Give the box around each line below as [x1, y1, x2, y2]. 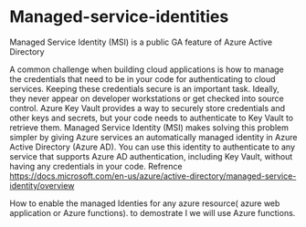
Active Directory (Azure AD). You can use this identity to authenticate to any [9, 141, 295, 152]
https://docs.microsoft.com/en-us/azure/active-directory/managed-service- [9, 170, 297, 181]
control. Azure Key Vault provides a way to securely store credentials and [9, 102, 286, 113]
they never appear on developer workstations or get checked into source [9, 93, 285, 104]
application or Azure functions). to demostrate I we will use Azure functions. [9, 207, 296, 218]
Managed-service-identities [9, 6, 229, 27]
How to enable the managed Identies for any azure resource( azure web [9, 198, 280, 209]
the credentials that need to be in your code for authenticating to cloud [9, 73, 276, 84]
